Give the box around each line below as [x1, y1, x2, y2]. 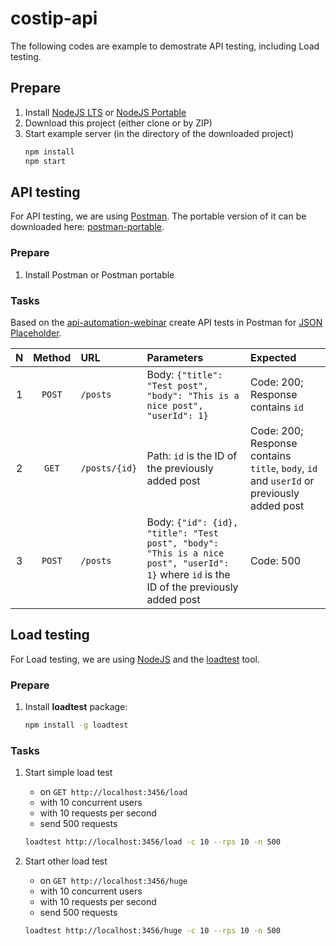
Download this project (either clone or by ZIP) [24, 117, 213, 129]
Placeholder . [10, 327, 62, 339]
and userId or [250, 473, 315, 487]
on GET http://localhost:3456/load [39, 786, 188, 798]
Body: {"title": [146, 367, 223, 381]
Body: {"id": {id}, [146, 515, 239, 529]
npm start [24, 156, 67, 166]
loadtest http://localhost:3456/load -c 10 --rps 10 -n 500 [24, 837, 281, 847]
